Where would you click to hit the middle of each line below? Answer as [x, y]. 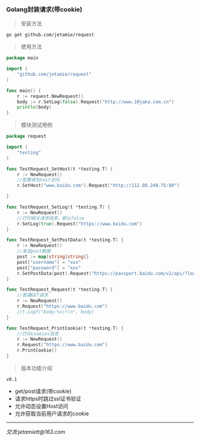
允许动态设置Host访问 [41, 406]
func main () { [24, 91]
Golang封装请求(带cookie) [44, 9]
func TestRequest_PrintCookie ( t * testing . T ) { [65, 328]
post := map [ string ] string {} [53, 257]
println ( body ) [34, 107]
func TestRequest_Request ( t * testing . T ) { [60, 290]
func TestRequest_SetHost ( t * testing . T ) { [60, 169]
